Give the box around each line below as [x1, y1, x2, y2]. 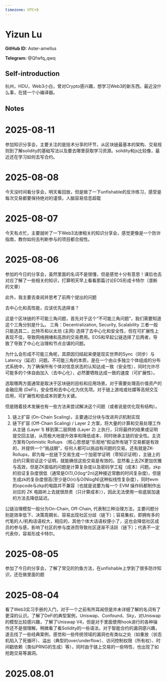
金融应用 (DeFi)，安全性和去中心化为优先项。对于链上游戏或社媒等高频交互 [5, 386, 159, 392]
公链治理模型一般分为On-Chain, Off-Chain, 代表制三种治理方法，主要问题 [5, 505, 155, 511]
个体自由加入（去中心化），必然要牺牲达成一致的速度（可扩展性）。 [22, 370, 158, 376]
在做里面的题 [18, 572, 45, 578]
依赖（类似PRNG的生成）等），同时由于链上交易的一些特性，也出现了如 [13, 644, 159, 650]
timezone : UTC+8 [5, 7, 39, 12]
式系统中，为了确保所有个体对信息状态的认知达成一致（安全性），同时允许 [5, 363, 156, 369]
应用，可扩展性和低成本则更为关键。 [5, 393, 80, 399]
